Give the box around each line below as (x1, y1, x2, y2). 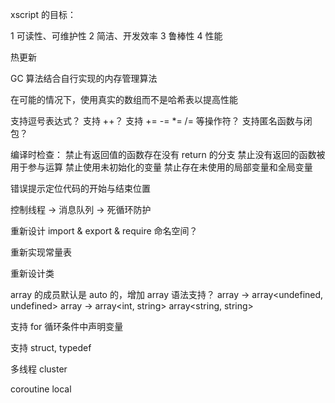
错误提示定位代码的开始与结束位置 (10, 183, 151, 194)
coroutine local (10, 383, 72, 395)
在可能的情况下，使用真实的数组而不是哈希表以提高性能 (10, 94, 238, 105)
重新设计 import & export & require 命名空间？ (10, 225, 198, 237)
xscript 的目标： (10, 9, 77, 20)
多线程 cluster (10, 363, 68, 375)
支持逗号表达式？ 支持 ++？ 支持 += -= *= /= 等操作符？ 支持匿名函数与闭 (10, 115, 313, 127)
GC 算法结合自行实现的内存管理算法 (10, 73, 158, 84)
